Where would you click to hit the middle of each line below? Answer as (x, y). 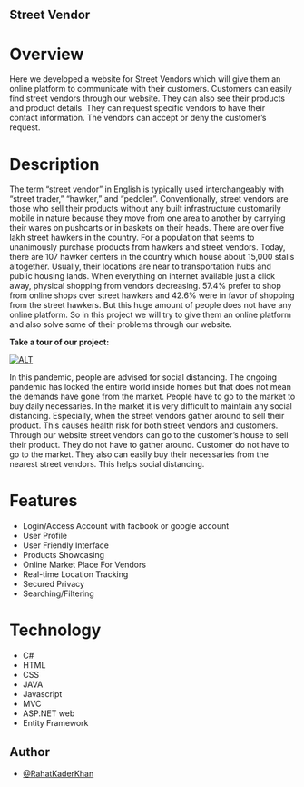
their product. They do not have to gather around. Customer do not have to (149, 445)
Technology (55, 630)
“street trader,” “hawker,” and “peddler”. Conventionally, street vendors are (149, 199)
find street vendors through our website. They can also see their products (147, 98)
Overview (47, 54)
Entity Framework (55, 723)
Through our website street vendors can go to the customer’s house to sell (149, 435)
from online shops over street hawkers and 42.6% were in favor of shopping (152, 295)
